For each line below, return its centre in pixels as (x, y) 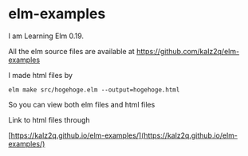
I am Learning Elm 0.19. (46, 36)
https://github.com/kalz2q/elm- (188, 51)
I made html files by (41, 75)
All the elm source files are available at (72, 51)
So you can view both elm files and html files (82, 104)
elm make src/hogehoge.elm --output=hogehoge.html (94, 90)
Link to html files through (49, 119)
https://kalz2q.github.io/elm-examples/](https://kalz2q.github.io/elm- (124, 135)
